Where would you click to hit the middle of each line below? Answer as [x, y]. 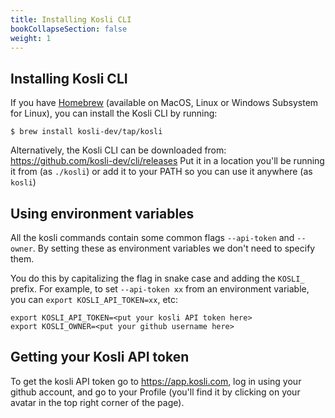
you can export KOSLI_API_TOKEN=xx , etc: [94, 299]
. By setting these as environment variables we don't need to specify [174, 248]
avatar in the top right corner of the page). [97, 402]
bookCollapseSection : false [69, 29]
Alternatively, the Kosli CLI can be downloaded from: [118, 150]
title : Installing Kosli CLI [71, 19]
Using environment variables [102, 213]
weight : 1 [31, 38]
